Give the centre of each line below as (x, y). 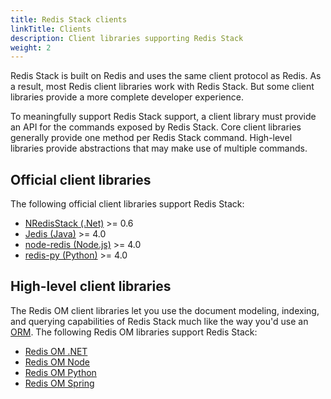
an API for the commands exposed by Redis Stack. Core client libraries (156, 127)
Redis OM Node (57, 362)
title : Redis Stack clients (69, 19)
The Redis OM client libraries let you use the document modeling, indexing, (165, 310)
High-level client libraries (91, 286)
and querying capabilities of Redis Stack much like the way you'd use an (159, 321)
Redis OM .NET (56, 351)
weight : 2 (31, 47)
